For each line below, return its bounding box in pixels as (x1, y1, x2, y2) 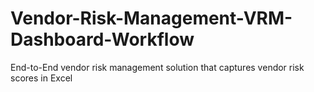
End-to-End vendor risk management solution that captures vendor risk (10, 61, 305, 73)
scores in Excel (10, 72, 73, 84)
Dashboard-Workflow (10, 28, 195, 51)
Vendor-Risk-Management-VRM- (10, 7, 293, 30)
